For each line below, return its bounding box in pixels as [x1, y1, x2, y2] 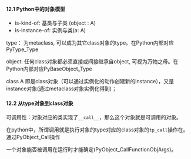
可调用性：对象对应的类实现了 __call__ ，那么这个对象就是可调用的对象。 [6, 114, 182, 121]
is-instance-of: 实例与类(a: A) [14, 27, 86, 34]
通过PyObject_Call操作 [6, 134, 61, 141]
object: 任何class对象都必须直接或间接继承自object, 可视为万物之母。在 [6, 58, 179, 65]
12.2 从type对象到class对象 [6, 100, 73, 107]
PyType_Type [6, 46, 39, 53]
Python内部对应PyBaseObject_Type [6, 65, 92, 73]
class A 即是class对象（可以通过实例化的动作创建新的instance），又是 [6, 78, 175, 85]
